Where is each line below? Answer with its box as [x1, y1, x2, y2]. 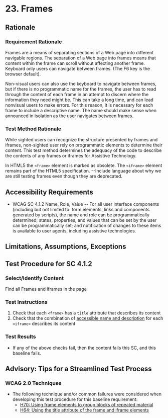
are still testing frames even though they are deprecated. [5, 173, 123, 179]
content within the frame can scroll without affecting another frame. [5, 60, 145, 66]
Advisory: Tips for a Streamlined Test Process [5, 365, 152, 373]
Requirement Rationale [5, 38, 62, 45]
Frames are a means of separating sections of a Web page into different [5, 49, 154, 55]
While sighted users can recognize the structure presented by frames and [5, 137, 158, 143]
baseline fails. [12, 350, 42, 356]
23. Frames [5, 3, 53, 15]
